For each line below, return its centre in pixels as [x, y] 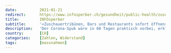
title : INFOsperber [35, 19]
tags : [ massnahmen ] [36, 43]
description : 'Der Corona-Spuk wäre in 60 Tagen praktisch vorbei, [81, 29]
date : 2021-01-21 [34, 10]
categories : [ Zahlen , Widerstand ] [45, 38]
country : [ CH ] [27, 33]
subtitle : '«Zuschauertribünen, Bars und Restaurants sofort [77, 24]
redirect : [16, 15]
